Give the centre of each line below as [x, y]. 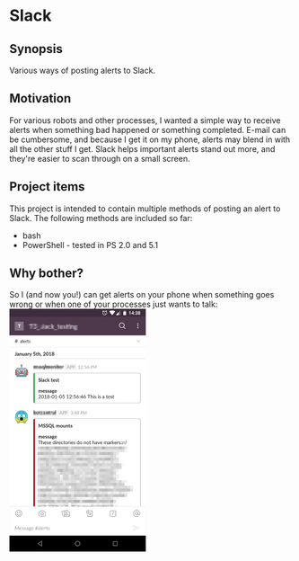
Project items [47, 187]
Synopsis [36, 49]
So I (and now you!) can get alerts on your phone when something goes [142, 295]
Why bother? [46, 274]
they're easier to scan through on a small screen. [100, 158]
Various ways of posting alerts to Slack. [82, 70]
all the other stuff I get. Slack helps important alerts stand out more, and [142, 148]
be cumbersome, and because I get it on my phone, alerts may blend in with [150, 139]
